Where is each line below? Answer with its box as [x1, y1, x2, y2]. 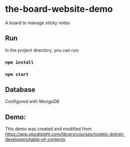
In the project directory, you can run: [5, 47, 80, 53]
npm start [5, 72, 29, 77]
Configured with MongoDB [5, 99, 60, 105]
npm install [5, 59, 34, 65]
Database [5, 85, 36, 94]
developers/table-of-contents [5, 137, 66, 143]
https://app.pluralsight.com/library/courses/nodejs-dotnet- [5, 131, 125, 137]
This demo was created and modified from [5, 126, 92, 132]
